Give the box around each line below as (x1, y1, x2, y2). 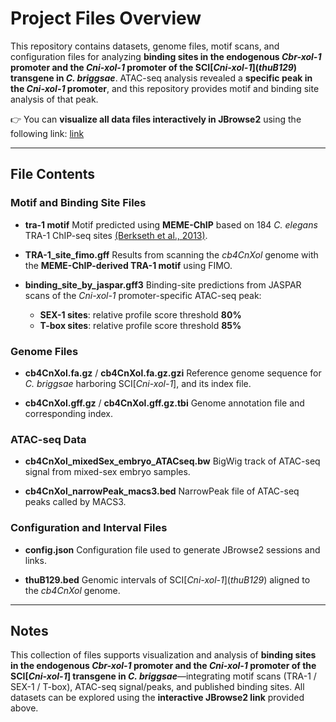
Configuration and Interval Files (10, 521, 168, 535)
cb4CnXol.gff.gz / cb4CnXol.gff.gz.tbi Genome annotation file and (24, 397, 305, 409)
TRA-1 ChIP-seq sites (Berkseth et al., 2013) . (24, 229, 208, 241)
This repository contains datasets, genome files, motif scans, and (10, 40, 280, 52)
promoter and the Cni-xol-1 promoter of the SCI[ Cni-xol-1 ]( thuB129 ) (10, 61, 298, 73)
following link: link (10, 127, 85, 139)
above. (10, 702, 39, 714)
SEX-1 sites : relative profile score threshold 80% (39, 308, 242, 321)
